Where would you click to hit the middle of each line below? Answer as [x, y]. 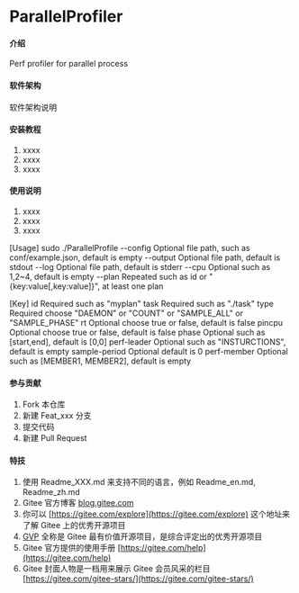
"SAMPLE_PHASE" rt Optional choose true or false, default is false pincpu [146, 323]
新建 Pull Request [54, 438]
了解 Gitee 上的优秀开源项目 [74, 526]
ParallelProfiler [66, 17]
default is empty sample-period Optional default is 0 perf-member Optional [149, 351]
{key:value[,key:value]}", [55, 286]
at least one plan [133, 286]
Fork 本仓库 [44, 404]
